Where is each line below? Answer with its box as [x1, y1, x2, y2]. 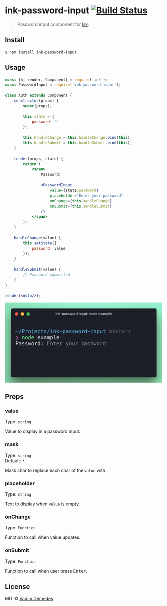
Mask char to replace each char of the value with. [5, 467, 107, 473]
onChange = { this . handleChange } [49, 198, 112, 203]
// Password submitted [23, 272, 70, 277]
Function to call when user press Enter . [5, 568, 88, 574]
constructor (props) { [14, 98, 59, 103]
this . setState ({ [23, 240, 57, 246]
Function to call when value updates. [5, 534, 81, 540]
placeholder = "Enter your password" [49, 193, 123, 198]
